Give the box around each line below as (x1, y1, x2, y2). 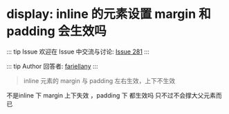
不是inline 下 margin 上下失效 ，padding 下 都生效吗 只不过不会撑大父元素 (6, 91, 216, 100)
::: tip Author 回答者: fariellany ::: (6, 62, 98, 70)
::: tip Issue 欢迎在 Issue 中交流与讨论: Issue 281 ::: (6, 47, 150, 56)
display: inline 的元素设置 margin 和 (6, 6, 212, 22)
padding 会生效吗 (6, 23, 107, 39)
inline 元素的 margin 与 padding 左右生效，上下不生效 (23, 76, 176, 84)
